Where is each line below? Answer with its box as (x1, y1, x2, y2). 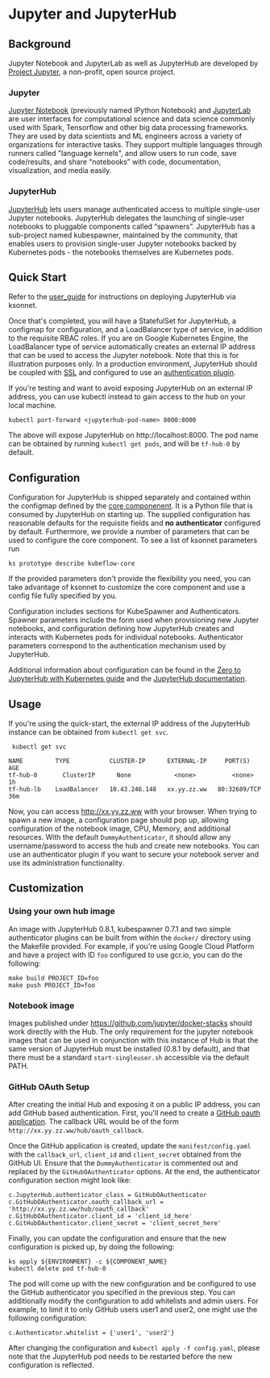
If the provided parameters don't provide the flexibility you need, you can (8, 574, 251, 584)
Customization (8, 882, 85, 895)
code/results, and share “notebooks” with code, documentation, (8, 157, 222, 166)
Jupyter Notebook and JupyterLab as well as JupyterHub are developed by (8, 58, 259, 68)
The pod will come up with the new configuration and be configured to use (8, 1279, 256, 1289)
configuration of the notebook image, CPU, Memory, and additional (8, 824, 231, 833)
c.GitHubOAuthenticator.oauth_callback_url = (8, 1198, 164, 1207)
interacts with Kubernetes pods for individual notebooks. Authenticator (8, 632, 243, 643)
